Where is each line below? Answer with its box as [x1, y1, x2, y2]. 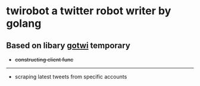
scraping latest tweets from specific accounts [14, 73, 127, 80]
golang [6, 17, 42, 30]
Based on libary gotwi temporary [6, 40, 131, 50]
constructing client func [14, 56, 74, 63]
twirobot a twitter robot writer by [6, 4, 171, 18]
